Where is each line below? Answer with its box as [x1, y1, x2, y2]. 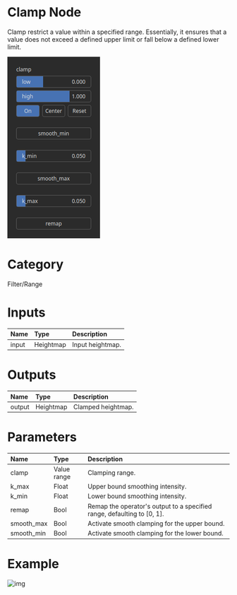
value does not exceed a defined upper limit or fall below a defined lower [7, 35, 219, 43]
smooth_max [10, 519, 48, 527]
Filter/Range [7, 280, 43, 288]
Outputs [7, 367, 56, 383]
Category [7, 257, 64, 273]
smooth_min [10, 529, 47, 538]
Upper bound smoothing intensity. [87, 482, 187, 491]
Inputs [7, 305, 46, 321]
